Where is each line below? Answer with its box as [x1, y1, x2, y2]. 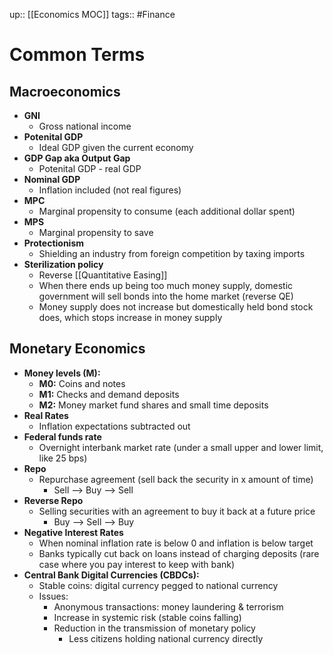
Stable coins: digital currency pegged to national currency [38, 579, 279, 591]
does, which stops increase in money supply [38, 312, 223, 323]
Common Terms [9, 44, 146, 66]
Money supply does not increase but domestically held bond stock [38, 301, 314, 313]
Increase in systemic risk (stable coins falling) [53, 611, 242, 623]
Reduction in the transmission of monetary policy [53, 622, 256, 634]
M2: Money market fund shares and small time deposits [38, 399, 269, 411]
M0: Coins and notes [38, 377, 126, 389]
